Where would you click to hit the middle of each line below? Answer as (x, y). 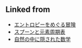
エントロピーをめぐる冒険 (45, 24)
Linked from (28, 10)
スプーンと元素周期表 (40, 32)
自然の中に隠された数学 (42, 39)
